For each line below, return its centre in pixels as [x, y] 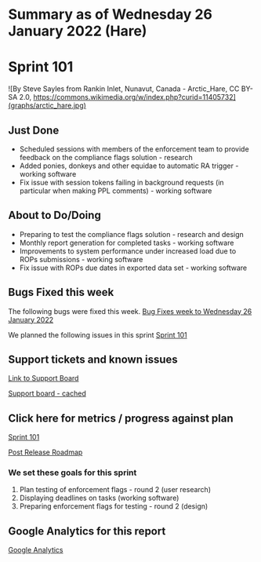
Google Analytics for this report [87, 531]
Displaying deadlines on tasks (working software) [99, 498]
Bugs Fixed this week [61, 292]
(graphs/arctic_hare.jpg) [47, 106]
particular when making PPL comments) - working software [116, 191]
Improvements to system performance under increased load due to [128, 251]
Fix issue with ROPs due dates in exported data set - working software [133, 268]
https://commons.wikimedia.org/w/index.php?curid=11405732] [135, 97]
